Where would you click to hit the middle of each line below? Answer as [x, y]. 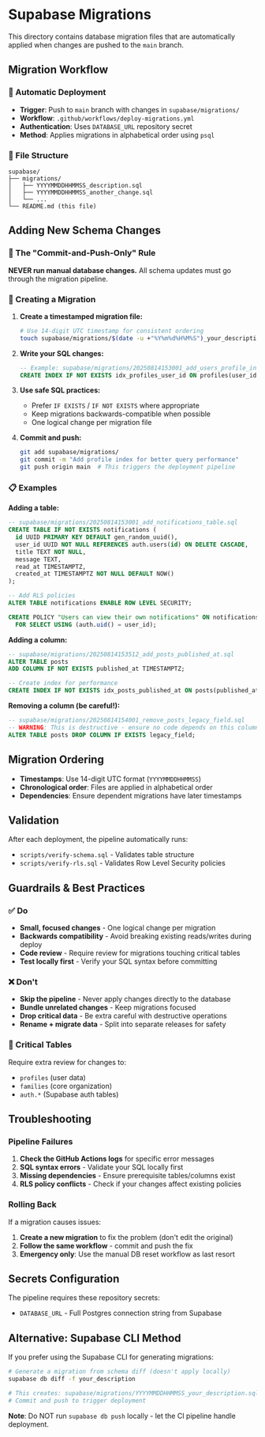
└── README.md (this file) [52, 206]
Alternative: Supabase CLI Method [95, 1338]
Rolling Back [32, 1204]
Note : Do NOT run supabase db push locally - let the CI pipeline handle [122, 1416]
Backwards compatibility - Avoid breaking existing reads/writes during [136, 936]
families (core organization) [66, 1086]
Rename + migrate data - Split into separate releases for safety [123, 1024]
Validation [34, 820]
